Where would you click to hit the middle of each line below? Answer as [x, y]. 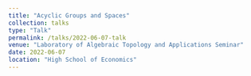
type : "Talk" [30, 30]
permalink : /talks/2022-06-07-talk [67, 38]
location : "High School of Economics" [73, 60]
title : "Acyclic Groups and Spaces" [69, 15]
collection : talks [39, 23]
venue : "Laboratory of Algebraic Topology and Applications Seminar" [126, 45]
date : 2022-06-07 [37, 52]
